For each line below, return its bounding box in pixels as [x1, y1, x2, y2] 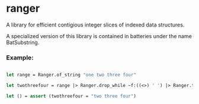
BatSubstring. [6, 39, 40, 46]
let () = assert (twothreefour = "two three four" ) [6, 93, 136, 99]
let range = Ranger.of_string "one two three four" [6, 72, 136, 78]
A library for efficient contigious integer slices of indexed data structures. [6, 21, 185, 28]
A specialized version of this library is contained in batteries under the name [6, 32, 192, 39]
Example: [6, 53, 34, 62]
